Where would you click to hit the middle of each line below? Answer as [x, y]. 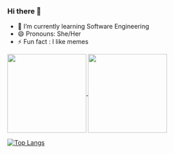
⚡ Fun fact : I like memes [53, 42]
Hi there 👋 [25, 11]
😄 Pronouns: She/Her [49, 34]
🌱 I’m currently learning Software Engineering [83, 27]
